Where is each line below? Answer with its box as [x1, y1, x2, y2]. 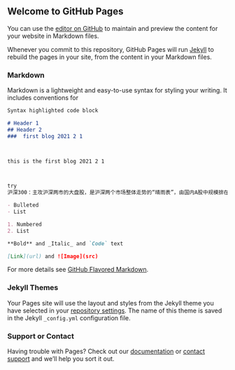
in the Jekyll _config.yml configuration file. [7, 313, 131, 322]
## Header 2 [7, 126, 42, 133]
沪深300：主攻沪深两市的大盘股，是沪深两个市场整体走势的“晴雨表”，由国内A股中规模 [7, 189, 219, 196]
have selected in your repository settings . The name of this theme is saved [7, 306, 222, 315]
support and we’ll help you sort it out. [7, 355, 115, 363]
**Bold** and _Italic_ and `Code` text [7, 240, 124, 247]
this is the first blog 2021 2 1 [7, 158, 105, 165]
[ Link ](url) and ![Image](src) [7, 252, 99, 260]
